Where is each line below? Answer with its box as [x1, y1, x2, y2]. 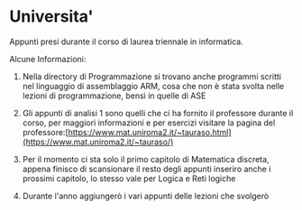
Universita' [9, 6, 94, 27]
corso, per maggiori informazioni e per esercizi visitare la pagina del [22, 117, 276, 128]
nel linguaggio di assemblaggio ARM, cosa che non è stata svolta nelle [22, 80, 285, 91]
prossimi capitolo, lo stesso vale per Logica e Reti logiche [22, 173, 236, 184]
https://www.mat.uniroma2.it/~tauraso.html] [68, 126, 232, 137]
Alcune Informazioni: [9, 53, 87, 64]
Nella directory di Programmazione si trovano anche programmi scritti [22, 70, 282, 82]
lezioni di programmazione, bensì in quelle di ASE [22, 90, 206, 101]
